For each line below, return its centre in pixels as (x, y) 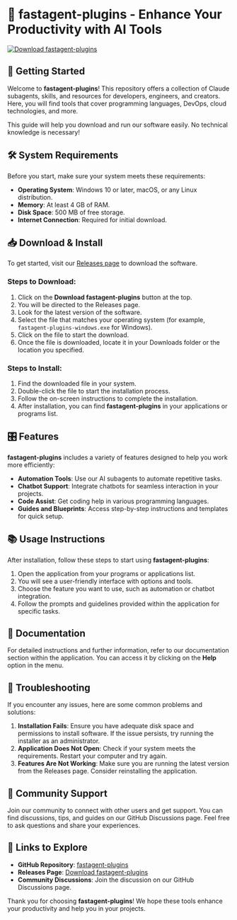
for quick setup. (41, 516)
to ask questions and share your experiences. (74, 826)
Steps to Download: (42, 282)
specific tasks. (39, 611)
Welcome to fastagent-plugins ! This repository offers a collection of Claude (118, 88)
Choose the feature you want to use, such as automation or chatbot (116, 588)
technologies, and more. (43, 111)
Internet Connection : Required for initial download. (92, 219)
